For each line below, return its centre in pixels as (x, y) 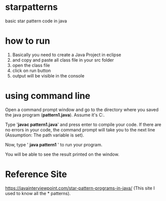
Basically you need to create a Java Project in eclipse (67, 55)
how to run (28, 41)
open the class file (31, 65)
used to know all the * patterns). (38, 193)
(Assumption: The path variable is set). (45, 135)
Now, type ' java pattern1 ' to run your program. (54, 144)
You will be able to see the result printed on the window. (62, 154)
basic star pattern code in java (36, 21)
